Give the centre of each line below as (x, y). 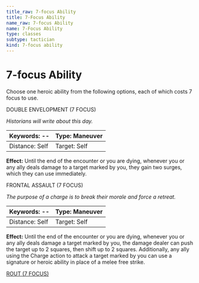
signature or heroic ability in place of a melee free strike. (76, 262)
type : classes (24, 34)
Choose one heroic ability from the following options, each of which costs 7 (99, 91)
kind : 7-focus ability (34, 46)
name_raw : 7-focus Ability (40, 23)
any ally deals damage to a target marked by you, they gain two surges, (94, 167)
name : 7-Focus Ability (34, 28)
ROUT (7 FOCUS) (27, 273)
